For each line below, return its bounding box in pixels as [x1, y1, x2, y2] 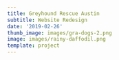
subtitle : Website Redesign [7, 17, 88, 23]
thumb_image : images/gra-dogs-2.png [7, 29, 112, 37]
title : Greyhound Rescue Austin [7, 10, 100, 17]
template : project [7, 42, 60, 49]
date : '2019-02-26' [7, 23, 63, 30]
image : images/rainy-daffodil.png [7, 36, 107, 43]
